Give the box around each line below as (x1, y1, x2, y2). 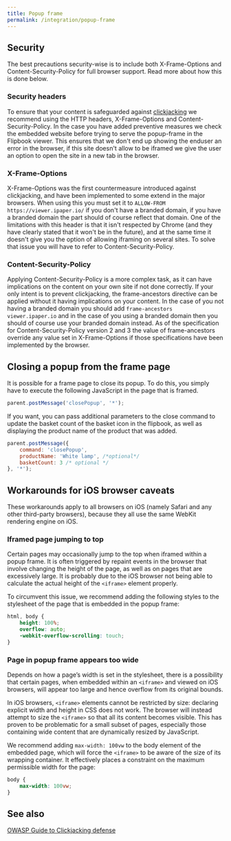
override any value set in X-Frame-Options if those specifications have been (7, 334, 223, 342)
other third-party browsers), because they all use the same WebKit (7, 510, 197, 519)
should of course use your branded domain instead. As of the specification (7, 319, 219, 327)
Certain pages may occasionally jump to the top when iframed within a (7, 550, 208, 559)
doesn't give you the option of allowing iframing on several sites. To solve (7, 235, 216, 243)
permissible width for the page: (7, 763, 96, 772)
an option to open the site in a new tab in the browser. (7, 151, 159, 159)
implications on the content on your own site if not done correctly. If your (7, 282, 214, 291)
